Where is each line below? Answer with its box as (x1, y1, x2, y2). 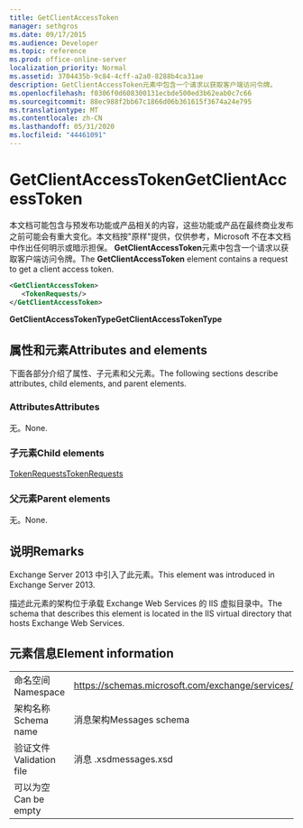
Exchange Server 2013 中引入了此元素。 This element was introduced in (9, 569, 275, 580)
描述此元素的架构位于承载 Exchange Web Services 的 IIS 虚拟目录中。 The (9, 597, 282, 609)
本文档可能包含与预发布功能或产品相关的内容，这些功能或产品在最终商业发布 (9, 219, 294, 230)
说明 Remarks (9, 543, 85, 559)
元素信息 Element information (9, 646, 174, 661)
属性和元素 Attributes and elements (9, 342, 207, 357)
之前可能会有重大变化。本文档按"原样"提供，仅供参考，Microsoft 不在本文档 (9, 231, 291, 242)
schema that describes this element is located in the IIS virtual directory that (9, 608, 292, 619)
